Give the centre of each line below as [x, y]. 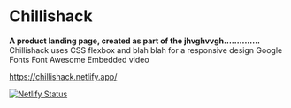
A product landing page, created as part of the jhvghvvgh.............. [135, 41]
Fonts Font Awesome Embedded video [79, 59]
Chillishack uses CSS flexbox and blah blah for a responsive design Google [146, 50]
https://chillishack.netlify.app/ [63, 76]
